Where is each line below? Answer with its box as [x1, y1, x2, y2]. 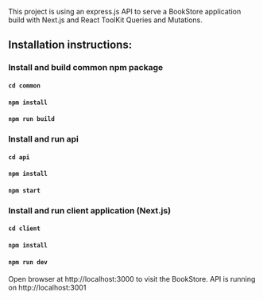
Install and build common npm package [8, 62, 164, 73]
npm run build [8, 115, 56, 123]
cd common [8, 81, 41, 90]
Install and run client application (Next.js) [8, 205, 172, 216]
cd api [8, 153, 30, 162]
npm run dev [8, 258, 48, 266]
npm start [8, 186, 41, 194]
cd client [8, 224, 41, 233]
